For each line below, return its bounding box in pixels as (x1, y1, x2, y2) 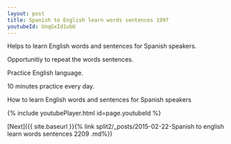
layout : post (7, 10, 45, 17)
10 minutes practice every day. (7, 82, 95, 91)
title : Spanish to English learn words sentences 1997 (7, 17, 169, 24)
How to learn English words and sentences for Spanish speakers (7, 96, 192, 104)
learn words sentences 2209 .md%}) (7, 129, 113, 138)
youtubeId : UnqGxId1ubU (7, 23, 76, 30)
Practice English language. (7, 69, 83, 77)
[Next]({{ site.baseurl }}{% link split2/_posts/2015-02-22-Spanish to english (7, 123, 224, 131)
